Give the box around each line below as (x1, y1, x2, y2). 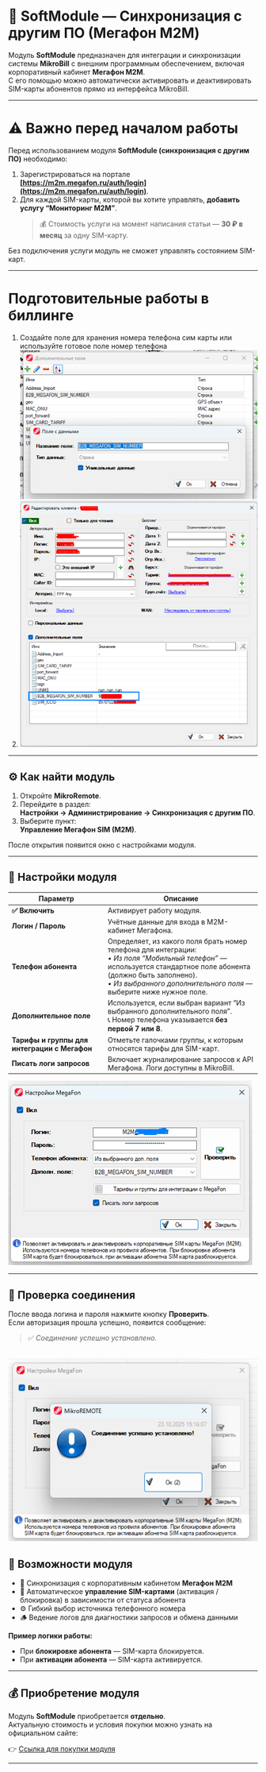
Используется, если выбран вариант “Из (107, 998, 245, 1008)
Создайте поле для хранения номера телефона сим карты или (19, 333, 232, 342)
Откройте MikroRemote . (19, 791, 101, 801)
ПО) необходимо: (8, 154, 68, 164)
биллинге (8, 307, 74, 325)
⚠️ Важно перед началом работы (8, 119, 239, 137)
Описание (163, 894, 199, 904)
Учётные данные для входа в (107, 917, 206, 926)
